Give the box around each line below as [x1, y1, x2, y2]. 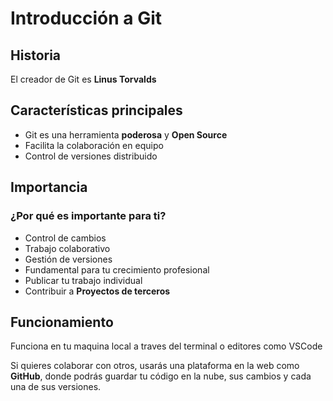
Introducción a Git [10, 7, 163, 30]
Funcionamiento [10, 313, 114, 331]
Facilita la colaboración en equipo [24, 139, 164, 151]
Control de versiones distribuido [24, 150, 158, 162]
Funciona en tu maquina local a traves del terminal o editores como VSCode [10, 340, 323, 352]
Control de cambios [24, 232, 107, 244]
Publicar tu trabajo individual [24, 274, 143, 286]
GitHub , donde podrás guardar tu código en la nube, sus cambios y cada [10, 370, 312, 382]
